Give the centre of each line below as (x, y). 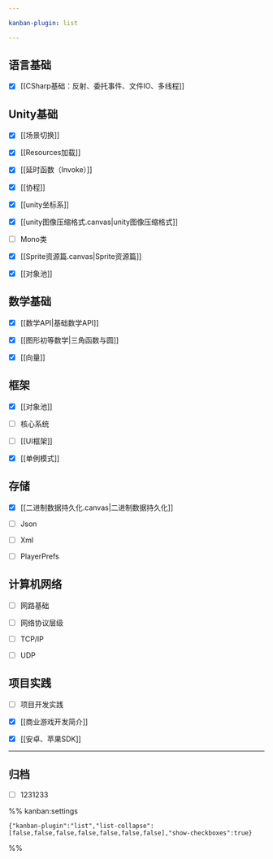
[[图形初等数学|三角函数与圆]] (69, 340)
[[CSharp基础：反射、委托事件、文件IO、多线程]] (102, 86)
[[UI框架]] (36, 441)
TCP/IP (32, 639)
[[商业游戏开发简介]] (54, 721)
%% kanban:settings (43, 811)
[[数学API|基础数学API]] (59, 322)
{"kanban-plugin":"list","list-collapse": (81, 826)
